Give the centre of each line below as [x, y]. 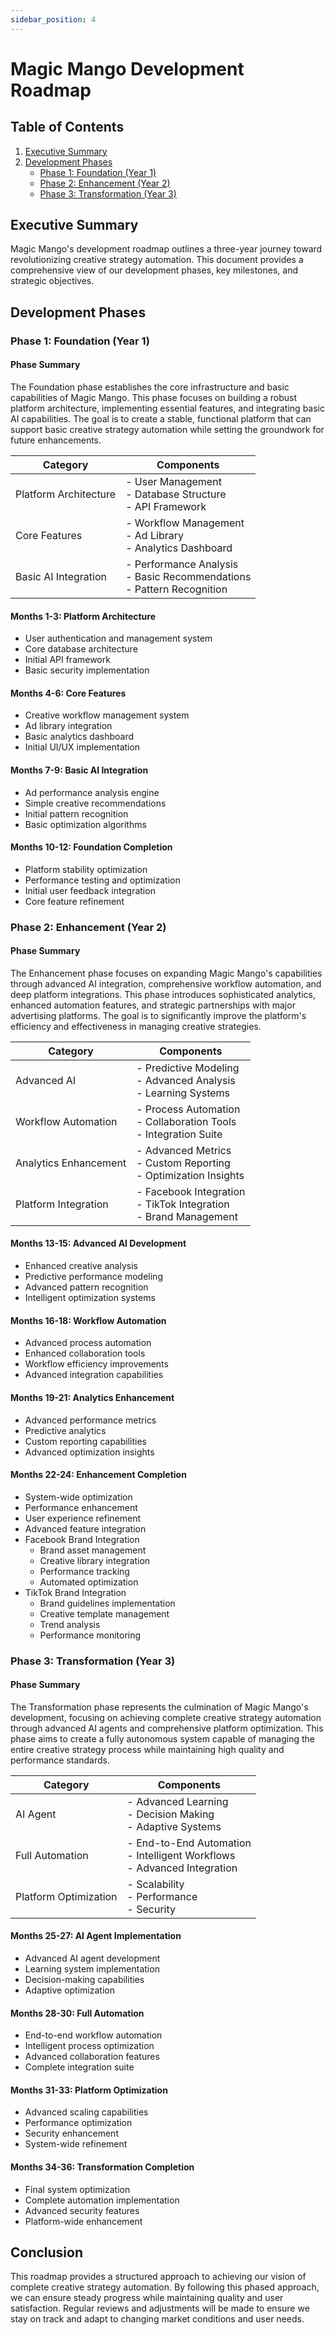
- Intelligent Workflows [181, 1855]
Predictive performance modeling [93, 1277]
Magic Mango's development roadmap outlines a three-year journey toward [166, 249]
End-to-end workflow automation [93, 2035]
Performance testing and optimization [102, 880]
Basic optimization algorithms [85, 824]
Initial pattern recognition [76, 813]
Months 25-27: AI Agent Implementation [96, 1936]
